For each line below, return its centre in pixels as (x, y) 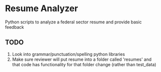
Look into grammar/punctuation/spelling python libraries (68, 54)
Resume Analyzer (42, 9)
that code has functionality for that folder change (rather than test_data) (84, 64)
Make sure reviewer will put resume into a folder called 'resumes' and (82, 59)
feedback (15, 27)
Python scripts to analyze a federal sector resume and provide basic (73, 22)
